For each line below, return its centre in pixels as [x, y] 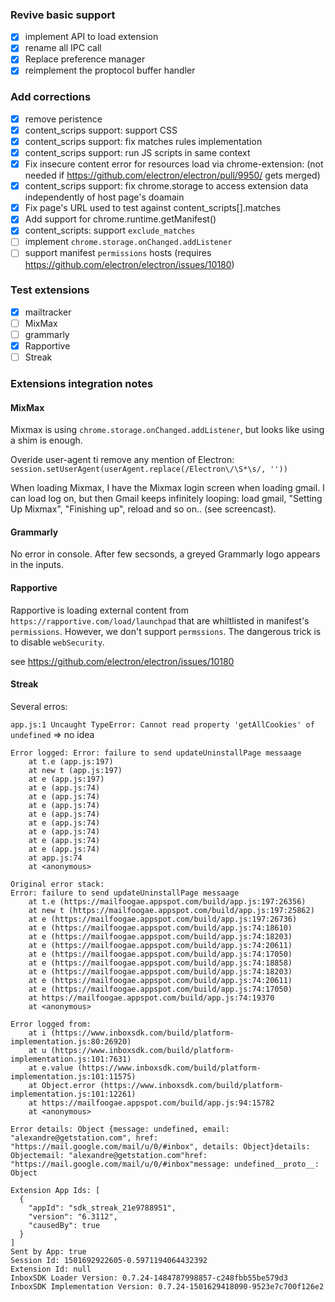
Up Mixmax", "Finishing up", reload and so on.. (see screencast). [143, 509]
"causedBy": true [64, 1225]
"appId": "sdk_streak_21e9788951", [102, 1208]
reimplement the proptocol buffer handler [110, 70]
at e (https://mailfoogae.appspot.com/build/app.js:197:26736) [163, 919]
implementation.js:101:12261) [73, 1094]
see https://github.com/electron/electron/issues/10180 [122, 661]
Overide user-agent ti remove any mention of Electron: [122, 460]
